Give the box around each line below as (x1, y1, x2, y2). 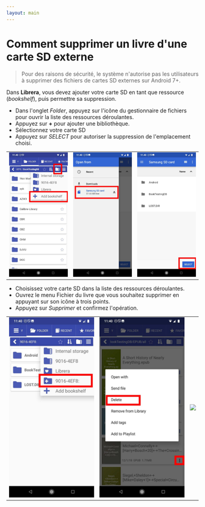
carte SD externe (6, 49, 94, 64)
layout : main (6, 10, 40, 16)
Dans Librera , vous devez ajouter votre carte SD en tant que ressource (6, 89, 184, 96)
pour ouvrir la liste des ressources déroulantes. (15, 113, 134, 120)
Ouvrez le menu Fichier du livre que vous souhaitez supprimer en (15, 291, 179, 299)
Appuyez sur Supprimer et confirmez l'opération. (15, 304, 138, 312)
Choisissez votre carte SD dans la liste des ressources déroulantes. (15, 285, 185, 292)
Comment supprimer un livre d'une (6, 37, 187, 51)
